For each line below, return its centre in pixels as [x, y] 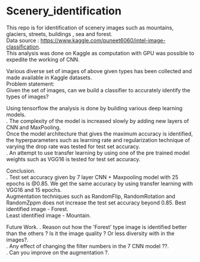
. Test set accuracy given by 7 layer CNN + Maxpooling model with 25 [92, 177]
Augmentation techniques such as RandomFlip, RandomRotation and [91, 196]
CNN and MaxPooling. [34, 127]
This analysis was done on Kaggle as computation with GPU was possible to [100, 53]
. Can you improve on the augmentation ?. [58, 252]
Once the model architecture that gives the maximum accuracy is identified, [100, 134]
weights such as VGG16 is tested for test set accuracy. [73, 159]
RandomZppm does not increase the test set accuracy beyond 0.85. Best [96, 203]
